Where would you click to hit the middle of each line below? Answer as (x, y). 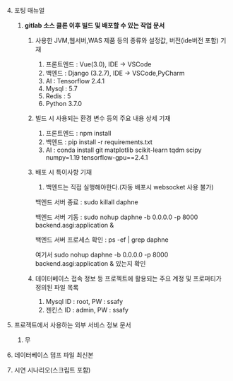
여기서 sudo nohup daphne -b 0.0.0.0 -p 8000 (102, 254)
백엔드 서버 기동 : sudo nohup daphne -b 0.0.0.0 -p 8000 (116, 217)
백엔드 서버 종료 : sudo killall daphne (87, 202)
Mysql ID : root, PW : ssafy (84, 301)
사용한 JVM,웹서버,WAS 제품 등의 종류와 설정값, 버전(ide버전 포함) (127, 40)
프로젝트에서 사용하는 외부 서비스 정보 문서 (73, 325)
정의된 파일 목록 (57, 287)
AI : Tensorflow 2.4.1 (75, 81)
